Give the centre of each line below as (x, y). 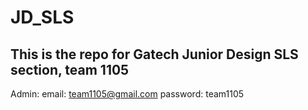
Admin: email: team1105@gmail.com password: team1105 (127, 94)
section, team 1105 (70, 69)
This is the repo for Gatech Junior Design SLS (154, 54)
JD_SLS (42, 17)
